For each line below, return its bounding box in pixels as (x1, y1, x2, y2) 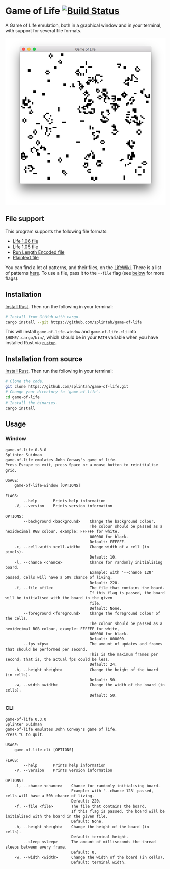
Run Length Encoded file (12, 249, 65, 255)
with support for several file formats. (5, 27, 82, 33)
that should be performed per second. (5, 647, 88, 652)
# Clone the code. (5, 378, 44, 384)
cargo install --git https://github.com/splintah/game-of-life (5, 320, 143, 325)
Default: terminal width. (71, 860, 126, 865)
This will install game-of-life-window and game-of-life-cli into (5, 329, 136, 335)
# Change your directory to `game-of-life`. (5, 389, 101, 394)
